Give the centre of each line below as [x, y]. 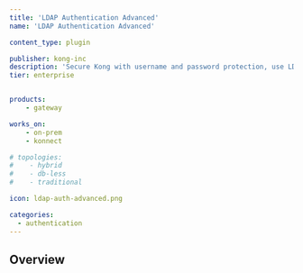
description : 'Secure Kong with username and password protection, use [147, 67]
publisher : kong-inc [48, 59]
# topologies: [36, 157]
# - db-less [38, 174]
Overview [37, 259]
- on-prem [44, 132]
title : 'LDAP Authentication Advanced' [84, 18]
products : [28, 100]
